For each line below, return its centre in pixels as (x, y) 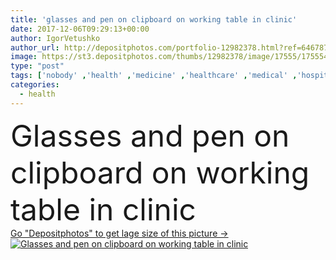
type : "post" (37, 66)
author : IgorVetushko (55, 38)
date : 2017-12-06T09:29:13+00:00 (80, 29)
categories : (35, 85)
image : (24, 57)
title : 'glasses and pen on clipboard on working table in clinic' (154, 19)
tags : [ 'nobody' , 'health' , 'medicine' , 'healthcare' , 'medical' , (154, 76)
